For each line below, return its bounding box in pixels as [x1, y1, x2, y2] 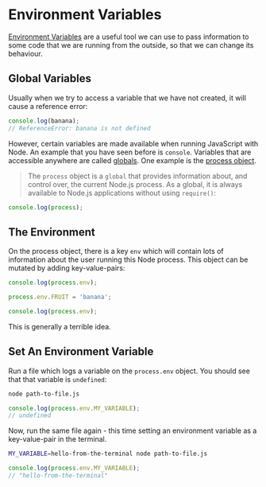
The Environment [8, 225, 95, 239]
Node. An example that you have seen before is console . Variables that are [8, 147, 252, 157]
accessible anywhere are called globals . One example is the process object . [8, 155, 256, 165]
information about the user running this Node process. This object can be [8, 255, 249, 264]
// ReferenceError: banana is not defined [8, 124, 151, 132]
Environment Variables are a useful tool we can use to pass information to [8, 32, 249, 41]
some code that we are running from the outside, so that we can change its [8, 40, 254, 49]
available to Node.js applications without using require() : [27, 188, 217, 197]
